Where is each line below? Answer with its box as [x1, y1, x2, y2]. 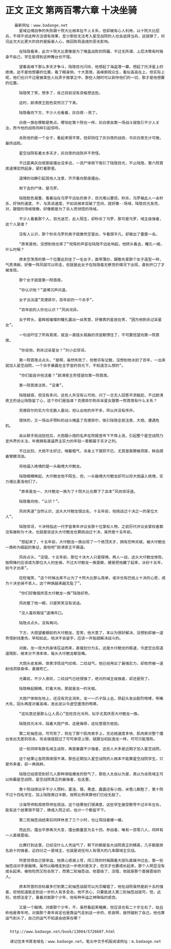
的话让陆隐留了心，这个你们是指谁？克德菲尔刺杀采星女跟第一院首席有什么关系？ [12, 398, 157, 403]
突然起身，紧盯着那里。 [16, 166, 59, 171]
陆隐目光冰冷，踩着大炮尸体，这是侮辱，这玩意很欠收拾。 [18, 721, 122, 726]
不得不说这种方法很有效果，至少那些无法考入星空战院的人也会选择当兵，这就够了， [12, 34, 161, 39]
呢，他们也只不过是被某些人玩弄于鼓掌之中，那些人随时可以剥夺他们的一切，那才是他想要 [5, 75, 165, 80]
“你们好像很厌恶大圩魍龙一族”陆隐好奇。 [18, 590, 92, 596]
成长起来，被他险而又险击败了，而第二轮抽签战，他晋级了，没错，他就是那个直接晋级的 [5, 868, 161, 874]
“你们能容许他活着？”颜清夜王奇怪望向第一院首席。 [18, 373, 111, 378]
